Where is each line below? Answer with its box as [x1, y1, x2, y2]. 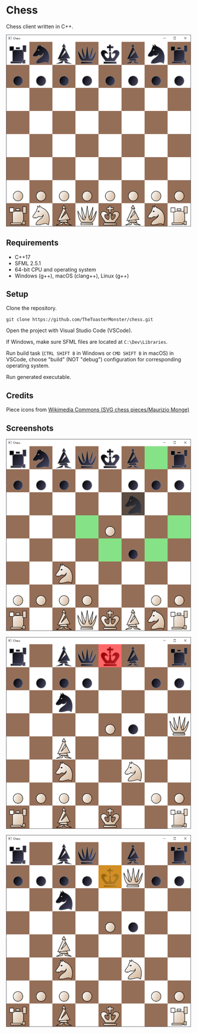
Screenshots [6, 423, 54, 433]
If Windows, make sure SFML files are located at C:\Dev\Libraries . [6, 338, 168, 346]
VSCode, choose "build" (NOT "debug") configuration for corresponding [6, 356, 182, 363]
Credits [6, 391, 34, 401]
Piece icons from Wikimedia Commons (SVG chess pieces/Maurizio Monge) [6, 406, 189, 414]
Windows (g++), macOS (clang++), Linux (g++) [14, 272, 129, 279]
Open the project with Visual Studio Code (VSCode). [6, 327, 133, 334]
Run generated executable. [6, 374, 72, 381]
